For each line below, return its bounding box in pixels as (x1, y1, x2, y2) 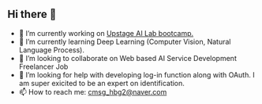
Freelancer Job (18, 62, 69, 71)
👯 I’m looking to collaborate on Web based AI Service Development (18, 53, 238, 63)
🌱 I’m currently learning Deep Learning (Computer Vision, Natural (18, 37, 231, 46)
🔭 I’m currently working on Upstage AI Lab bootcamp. (18, 28, 194, 38)
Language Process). (18, 45, 84, 55)
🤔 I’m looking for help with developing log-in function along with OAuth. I (18, 70, 255, 79)
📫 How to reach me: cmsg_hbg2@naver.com (18, 87, 167, 96)
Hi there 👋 (7, 8, 57, 21)
